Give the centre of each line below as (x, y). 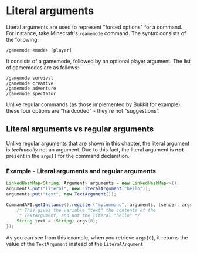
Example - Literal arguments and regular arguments (81, 171)
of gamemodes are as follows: (43, 67)
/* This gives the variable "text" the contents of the (86, 210)
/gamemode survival (30, 78)
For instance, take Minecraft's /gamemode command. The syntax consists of (96, 33)
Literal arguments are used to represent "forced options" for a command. (94, 27)
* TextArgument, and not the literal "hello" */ (80, 215)
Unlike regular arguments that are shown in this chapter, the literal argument (98, 143)
